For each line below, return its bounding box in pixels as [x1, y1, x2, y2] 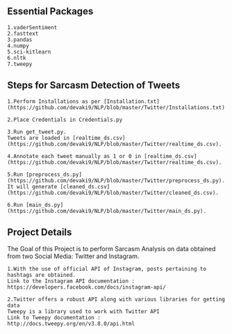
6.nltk [7, 54, 26, 61]
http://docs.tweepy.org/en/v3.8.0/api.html [7, 320, 135, 328]
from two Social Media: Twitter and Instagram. [7, 252, 140, 260]
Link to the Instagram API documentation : [7, 278, 135, 285]
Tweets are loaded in [7, 134, 70, 141]
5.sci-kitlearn [7, 48, 51, 55]
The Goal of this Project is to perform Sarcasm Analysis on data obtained [7, 245, 216, 253]
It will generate [7, 183, 58, 190]
